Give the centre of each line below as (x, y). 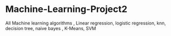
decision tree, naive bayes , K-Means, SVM (51, 28)
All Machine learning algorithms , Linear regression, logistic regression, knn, (85, 23)
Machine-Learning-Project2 (66, 9)
